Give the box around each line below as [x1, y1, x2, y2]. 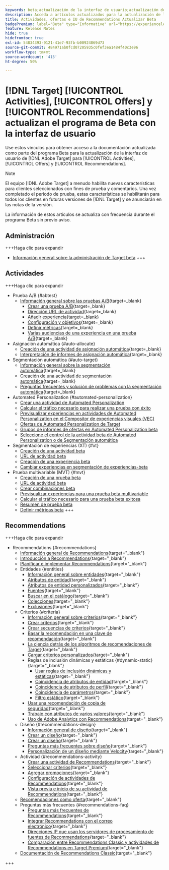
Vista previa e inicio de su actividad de [27, 785, 108, 792]
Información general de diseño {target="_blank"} [27, 727, 128, 733]
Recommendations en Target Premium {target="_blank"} [27, 844, 143, 850]
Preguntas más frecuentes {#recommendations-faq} [20, 801, 129, 807]
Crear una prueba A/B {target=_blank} [27, 303, 106, 309]
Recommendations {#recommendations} [12, 544, 97, 550]
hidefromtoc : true [5, 36, 44, 41]
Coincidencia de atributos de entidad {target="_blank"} [35, 678, 148, 684]
